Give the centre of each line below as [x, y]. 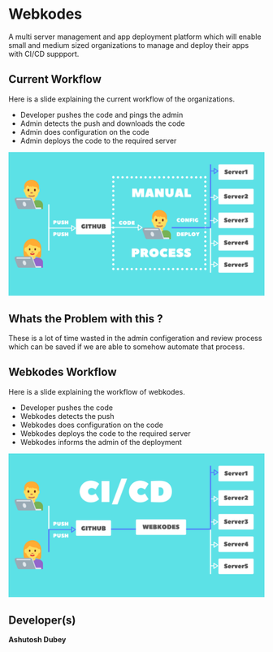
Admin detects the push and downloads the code [102, 123]
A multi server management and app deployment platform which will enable [135, 37]
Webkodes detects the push [67, 416]
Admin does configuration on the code [84, 132]
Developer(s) [42, 620]
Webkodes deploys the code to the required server [105, 433]
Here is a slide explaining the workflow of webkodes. [97, 391]
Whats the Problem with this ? [86, 319]
